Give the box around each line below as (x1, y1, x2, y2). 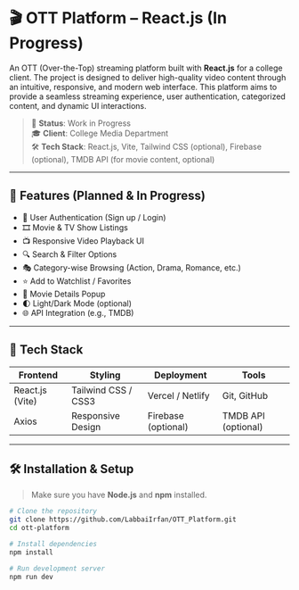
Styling (89, 369, 121, 381)
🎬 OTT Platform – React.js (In (9, 8, 227, 29)
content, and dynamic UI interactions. (9, 100, 147, 111)
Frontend (18, 369, 59, 381)
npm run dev (9, 572, 53, 581)
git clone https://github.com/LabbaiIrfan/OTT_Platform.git (9, 515, 238, 524)
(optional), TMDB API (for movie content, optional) (30, 154, 215, 164)
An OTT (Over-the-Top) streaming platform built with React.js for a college (9, 62, 283, 73)
